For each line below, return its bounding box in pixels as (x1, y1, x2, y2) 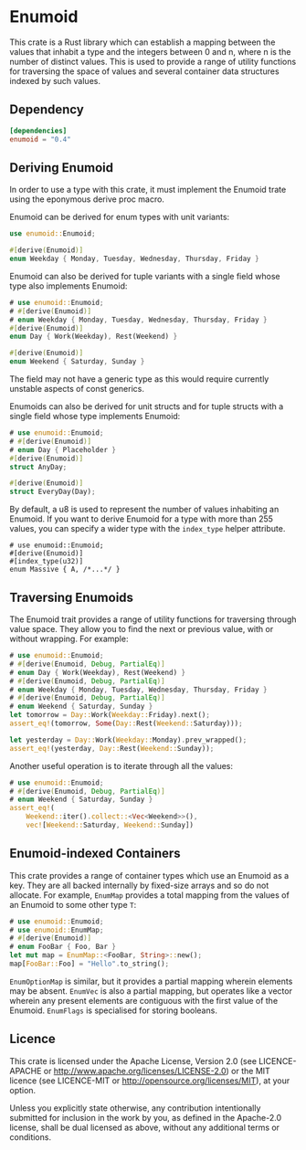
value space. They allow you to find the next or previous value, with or (9, 624, 274, 634)
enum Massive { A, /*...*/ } (9, 564, 121, 575)
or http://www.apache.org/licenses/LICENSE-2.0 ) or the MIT (43, 1065, 271, 1076)
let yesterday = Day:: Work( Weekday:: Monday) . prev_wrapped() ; (9, 735, 248, 744)
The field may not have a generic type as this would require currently (9, 374, 269, 385)
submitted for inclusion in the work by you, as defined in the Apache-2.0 (9, 1112, 281, 1123)
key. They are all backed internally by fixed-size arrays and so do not (9, 880, 269, 891)
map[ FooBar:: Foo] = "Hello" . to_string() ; (9, 959, 170, 969)
